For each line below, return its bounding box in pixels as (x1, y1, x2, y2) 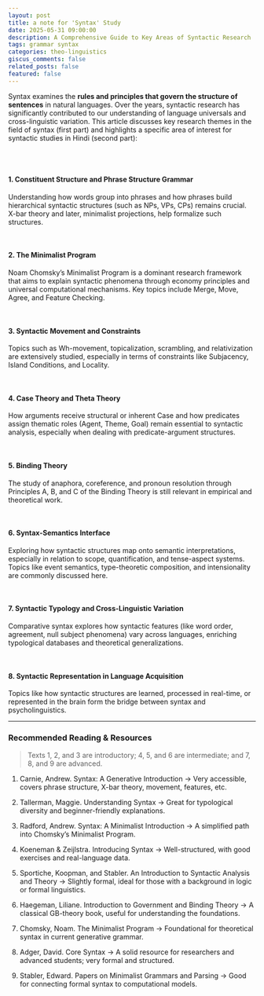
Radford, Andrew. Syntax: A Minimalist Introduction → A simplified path (19, 821, 250, 830)
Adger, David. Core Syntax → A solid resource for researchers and (19, 947, 234, 957)
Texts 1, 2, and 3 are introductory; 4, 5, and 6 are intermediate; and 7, (27, 750, 251, 760)
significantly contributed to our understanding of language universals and (8, 108, 246, 118)
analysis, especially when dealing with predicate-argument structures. (8, 427, 236, 437)
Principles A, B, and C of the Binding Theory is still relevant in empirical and (8, 486, 253, 496)
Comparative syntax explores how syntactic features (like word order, (8, 621, 233, 631)
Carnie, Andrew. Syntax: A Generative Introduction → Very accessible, (19, 774, 247, 783)
